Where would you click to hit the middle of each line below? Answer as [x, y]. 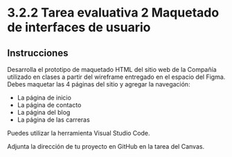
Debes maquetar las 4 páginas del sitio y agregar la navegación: [99, 84]
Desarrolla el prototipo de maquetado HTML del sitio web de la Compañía [112, 70]
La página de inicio [44, 98]
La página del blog [44, 112]
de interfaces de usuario [79, 27]
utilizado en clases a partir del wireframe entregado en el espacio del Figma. [116, 77]
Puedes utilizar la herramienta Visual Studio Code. [79, 133]
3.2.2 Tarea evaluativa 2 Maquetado [113, 13]
